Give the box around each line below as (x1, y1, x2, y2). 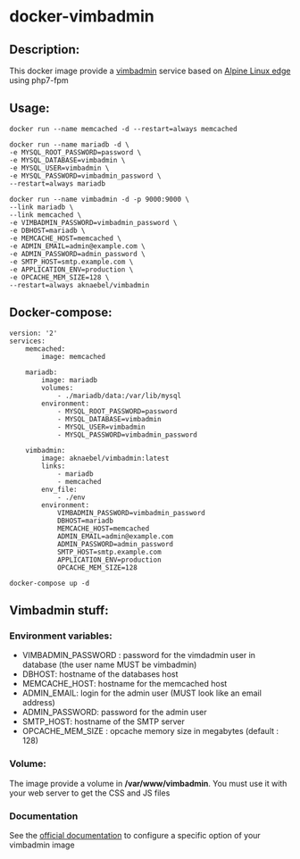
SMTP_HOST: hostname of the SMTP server (21, 716, 186, 727)
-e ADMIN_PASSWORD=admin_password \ (9, 249, 146, 258)
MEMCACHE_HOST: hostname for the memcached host (21, 679, 228, 689)
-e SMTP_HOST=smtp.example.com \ (9, 257, 134, 266)
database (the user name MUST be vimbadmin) (21, 659, 197, 671)
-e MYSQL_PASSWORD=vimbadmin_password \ (9, 171, 162, 180)
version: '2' (9, 329, 58, 338)
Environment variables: (9, 630, 113, 642)
